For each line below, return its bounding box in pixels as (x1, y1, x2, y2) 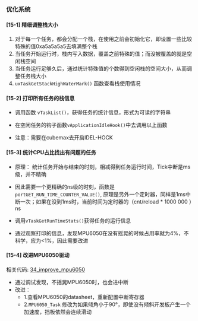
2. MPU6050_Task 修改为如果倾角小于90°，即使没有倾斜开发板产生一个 (23, 301, 191, 308)
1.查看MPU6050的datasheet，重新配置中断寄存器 (23, 293, 144, 300)
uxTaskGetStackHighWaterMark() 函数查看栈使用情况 (14, 80, 141, 87)
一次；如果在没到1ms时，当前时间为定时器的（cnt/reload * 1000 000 (20, 198, 188, 205)
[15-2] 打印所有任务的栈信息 (6, 94, 75, 101)
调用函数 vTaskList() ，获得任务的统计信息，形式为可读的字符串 (14, 109, 171, 116)
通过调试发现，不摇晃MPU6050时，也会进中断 (14, 278, 129, 285)
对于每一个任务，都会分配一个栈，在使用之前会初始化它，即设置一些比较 (14, 36, 192, 43)
